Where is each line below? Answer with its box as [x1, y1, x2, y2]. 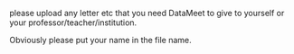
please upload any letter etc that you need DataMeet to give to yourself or [9, 8, 285, 18]
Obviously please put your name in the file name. [9, 35, 192, 45]
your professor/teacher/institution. [9, 17, 138, 28]
